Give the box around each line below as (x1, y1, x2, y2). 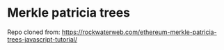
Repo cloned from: (7, 28, 61, 36)
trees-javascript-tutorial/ (7, 35, 78, 43)
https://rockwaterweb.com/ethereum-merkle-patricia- (61, 28, 217, 36)
